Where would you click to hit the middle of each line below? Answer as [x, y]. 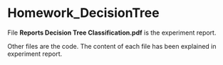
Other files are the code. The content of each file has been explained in [112, 46]
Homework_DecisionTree [83, 13]
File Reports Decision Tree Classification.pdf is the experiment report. [112, 32]
